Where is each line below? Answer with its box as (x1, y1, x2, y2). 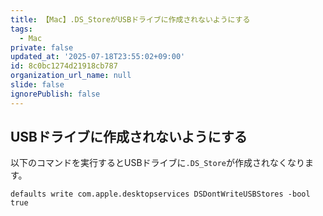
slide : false (10, 80, 65, 90)
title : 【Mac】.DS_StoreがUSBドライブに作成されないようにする (10, 14, 251, 25)
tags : (10, 24, 33, 34)
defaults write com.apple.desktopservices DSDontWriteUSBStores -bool (10, 189, 311, 200)
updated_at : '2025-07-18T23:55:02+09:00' (10, 52, 186, 62)
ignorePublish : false (10, 89, 101, 99)
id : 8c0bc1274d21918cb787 (10, 61, 118, 71)
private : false (10, 42, 74, 53)
